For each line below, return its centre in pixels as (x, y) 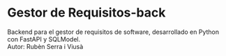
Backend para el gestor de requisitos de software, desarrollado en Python (113, 32)
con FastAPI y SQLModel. (44, 39)
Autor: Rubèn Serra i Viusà (45, 46)
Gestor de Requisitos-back (86, 13)
